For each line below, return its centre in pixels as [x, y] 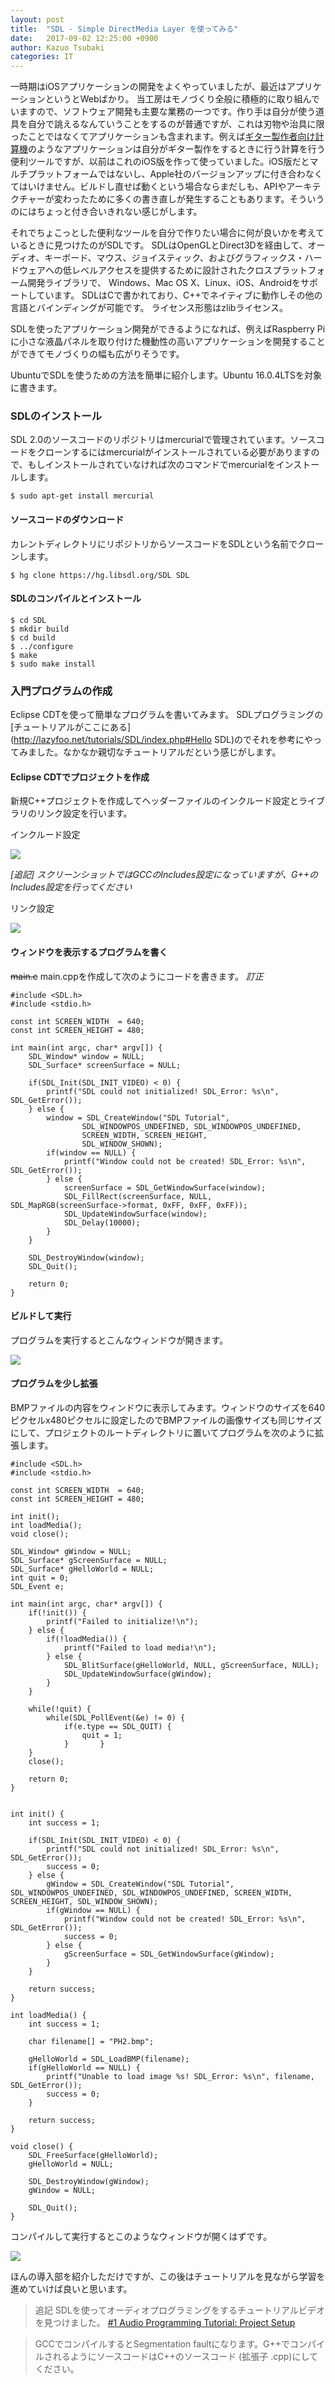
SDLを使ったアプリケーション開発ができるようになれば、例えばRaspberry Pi [168, 329]
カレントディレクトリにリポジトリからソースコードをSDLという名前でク [158, 543]
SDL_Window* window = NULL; [86, 1056]
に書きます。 [36, 388]
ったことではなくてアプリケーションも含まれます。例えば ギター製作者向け [163, 137]
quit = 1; [102, 1735]
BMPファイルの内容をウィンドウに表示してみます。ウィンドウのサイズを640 [168, 1407]
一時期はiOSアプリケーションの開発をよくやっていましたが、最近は [148, 87]
